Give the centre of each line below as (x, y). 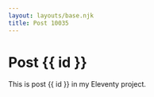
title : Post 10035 (38, 23)
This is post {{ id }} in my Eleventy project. (77, 84)
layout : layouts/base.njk (51, 16)
